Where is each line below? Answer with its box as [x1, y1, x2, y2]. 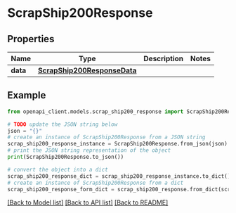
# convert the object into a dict [7, 166, 109, 173]
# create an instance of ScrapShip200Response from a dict [7, 179, 184, 186]
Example [7, 89, 46, 101]
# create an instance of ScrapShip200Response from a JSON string [7, 134, 206, 141]
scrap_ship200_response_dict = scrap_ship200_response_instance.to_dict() [7, 172, 231, 180]
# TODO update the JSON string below [7, 121, 118, 128]
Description [143, 54, 184, 63]
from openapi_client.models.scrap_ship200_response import [7, 108, 184, 115]
